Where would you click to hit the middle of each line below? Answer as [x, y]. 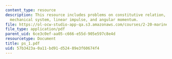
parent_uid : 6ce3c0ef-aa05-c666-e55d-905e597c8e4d [60, 34]
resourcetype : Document [31, 39]
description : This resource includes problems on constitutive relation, [86, 15]
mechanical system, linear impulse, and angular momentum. [74, 19]
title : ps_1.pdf [23, 44]
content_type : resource [31, 10]
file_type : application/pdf [35, 29]
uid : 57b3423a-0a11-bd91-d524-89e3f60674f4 [52, 48]
